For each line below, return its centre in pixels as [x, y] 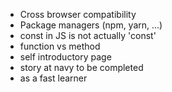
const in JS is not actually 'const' [88, 35]
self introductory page [65, 57]
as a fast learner [53, 78]
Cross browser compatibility [78, 14]
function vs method [60, 46]
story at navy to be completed [81, 67]
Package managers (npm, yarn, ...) [91, 25]
